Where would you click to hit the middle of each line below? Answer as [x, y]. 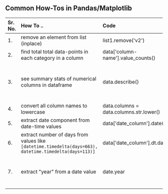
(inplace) [31, 43]
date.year [113, 171]
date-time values [41, 126]
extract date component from [55, 120]
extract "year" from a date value [58, 171]
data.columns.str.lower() [131, 112]
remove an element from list [53, 37]
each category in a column [52, 58]
